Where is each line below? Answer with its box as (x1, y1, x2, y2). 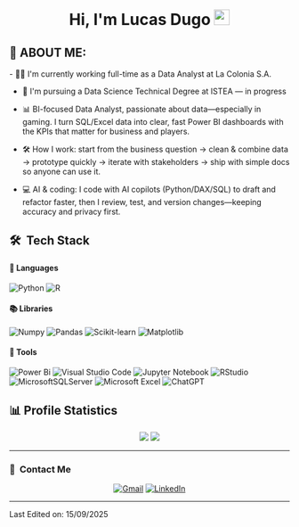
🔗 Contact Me (9, 463, 71, 475)
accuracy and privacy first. (21, 206, 121, 217)
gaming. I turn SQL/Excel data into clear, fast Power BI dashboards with (21, 117, 284, 127)
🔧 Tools (9, 347, 37, 358)
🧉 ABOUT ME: (9, 45, 87, 60)
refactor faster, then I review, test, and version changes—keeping (21, 197, 263, 207)
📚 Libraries (9, 303, 53, 314)
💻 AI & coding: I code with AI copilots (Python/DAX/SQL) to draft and (21, 184, 276, 194)
